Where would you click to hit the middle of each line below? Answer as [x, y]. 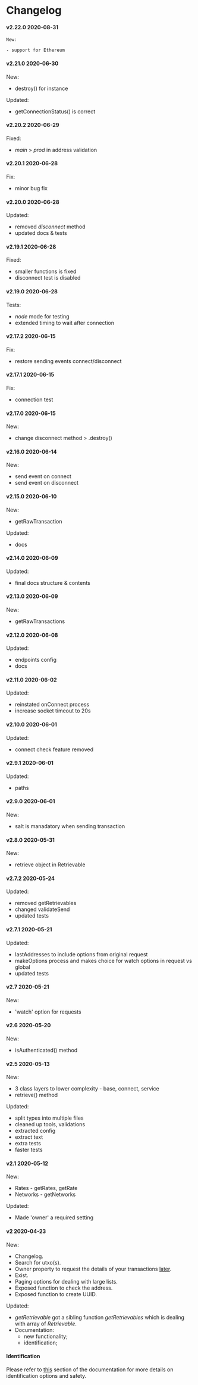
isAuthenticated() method [46, 1051]
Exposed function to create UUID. [56, 1294]
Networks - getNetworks [45, 1195]
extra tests [28, 1144]
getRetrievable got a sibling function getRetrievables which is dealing [100, 1317]
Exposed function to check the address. [64, 1288]
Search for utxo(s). [38, 1262]
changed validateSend [42, 909]
